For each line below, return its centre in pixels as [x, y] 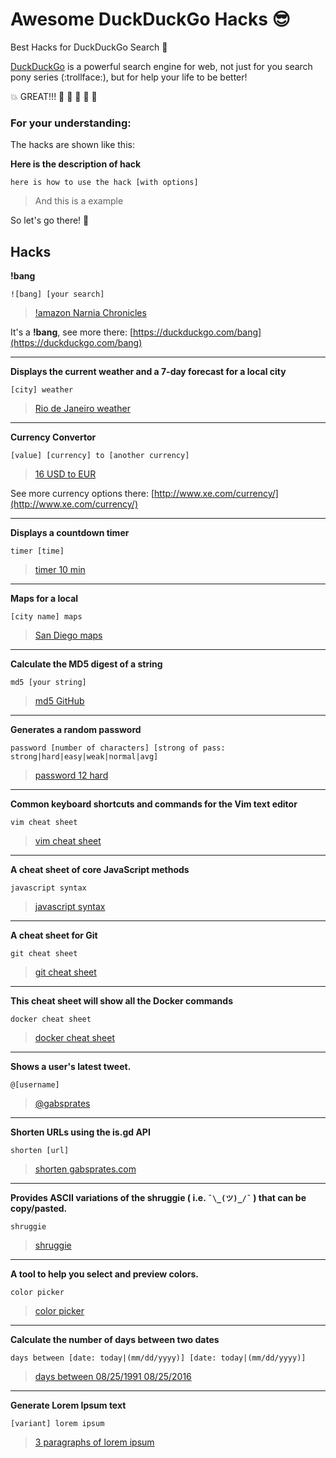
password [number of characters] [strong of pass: [118, 748]
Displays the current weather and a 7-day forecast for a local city [148, 372]
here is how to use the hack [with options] [104, 183]
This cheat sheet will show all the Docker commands [122, 1001]
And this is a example [79, 201]
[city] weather [42, 390]
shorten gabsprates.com [85, 1169]
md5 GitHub [59, 701]
